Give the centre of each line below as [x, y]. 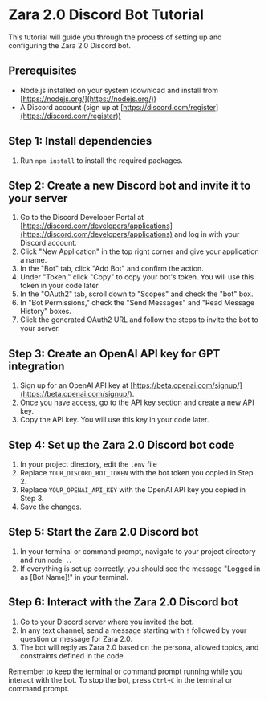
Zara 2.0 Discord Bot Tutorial [106, 15]
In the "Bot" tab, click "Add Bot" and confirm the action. [112, 269]
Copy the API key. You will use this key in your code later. [114, 420]
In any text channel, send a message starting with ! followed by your [133, 630]
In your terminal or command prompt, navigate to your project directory [138, 551]
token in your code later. [60, 286]
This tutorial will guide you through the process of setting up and [115, 37]
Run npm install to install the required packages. [101, 160]
